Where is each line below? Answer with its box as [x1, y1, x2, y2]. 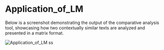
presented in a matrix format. [5, 30, 64, 36]
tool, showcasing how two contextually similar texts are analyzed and [5, 25, 145, 30]
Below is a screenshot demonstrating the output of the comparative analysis [5, 20, 160, 25]
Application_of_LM [5, 3, 83, 15]
